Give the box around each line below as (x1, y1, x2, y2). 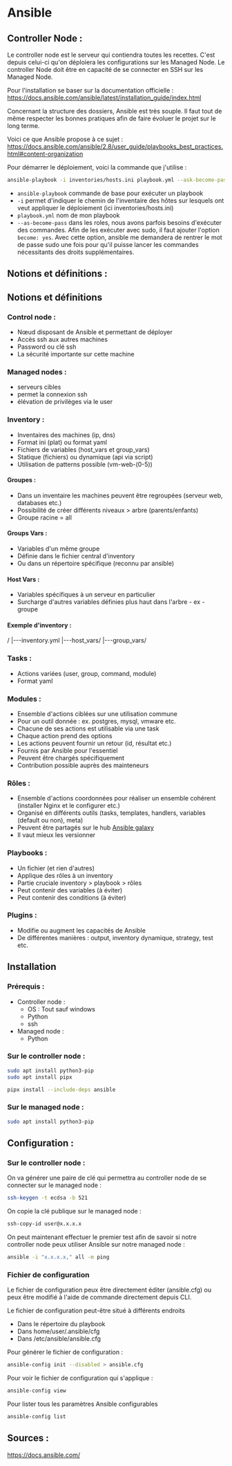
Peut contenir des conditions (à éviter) (17, 893, 126, 901)
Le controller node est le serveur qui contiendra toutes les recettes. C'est (7, 51, 215, 59)
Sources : (7, 1432, 50, 1444)
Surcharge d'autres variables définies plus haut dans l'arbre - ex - (17, 598, 205, 606)
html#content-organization (7, 150, 84, 158)
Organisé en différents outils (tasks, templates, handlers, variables (17, 809, 206, 817)
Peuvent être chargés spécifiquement (17, 753, 125, 762)
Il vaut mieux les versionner (17, 831, 96, 839)
